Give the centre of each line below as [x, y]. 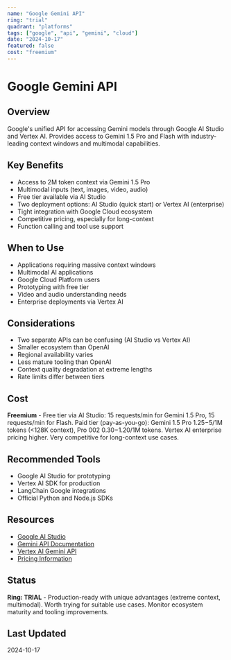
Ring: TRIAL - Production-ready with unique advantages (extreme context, [114, 597]
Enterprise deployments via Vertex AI [70, 302]
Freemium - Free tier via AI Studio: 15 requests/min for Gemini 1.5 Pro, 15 [111, 415]
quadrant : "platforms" [40, 26]
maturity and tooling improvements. [58, 611]
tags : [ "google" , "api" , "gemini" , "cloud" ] [72, 33]
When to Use [36, 248]
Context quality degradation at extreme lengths [85, 370]
